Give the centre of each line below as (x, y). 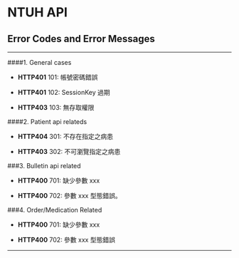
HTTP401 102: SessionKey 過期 (64, 92)
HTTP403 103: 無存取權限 (56, 107)
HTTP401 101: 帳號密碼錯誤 (58, 77)
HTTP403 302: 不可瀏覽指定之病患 (69, 151)
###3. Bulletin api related (44, 166)
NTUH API (37, 12)
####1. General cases (39, 62)
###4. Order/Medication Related (55, 210)
